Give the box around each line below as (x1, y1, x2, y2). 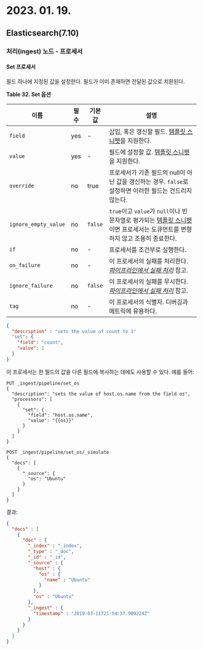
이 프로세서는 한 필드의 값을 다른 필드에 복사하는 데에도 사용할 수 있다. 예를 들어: (6, 368, 195, 376)
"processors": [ (11, 396, 53, 402)
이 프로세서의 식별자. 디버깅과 (109, 297, 188, 306)
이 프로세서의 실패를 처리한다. (109, 257, 188, 265)
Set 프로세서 (6, 63, 36, 70)
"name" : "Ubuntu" (44, 577, 91, 583)
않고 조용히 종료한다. (121, 234, 177, 242)
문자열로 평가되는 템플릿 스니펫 (109, 216, 192, 224)
